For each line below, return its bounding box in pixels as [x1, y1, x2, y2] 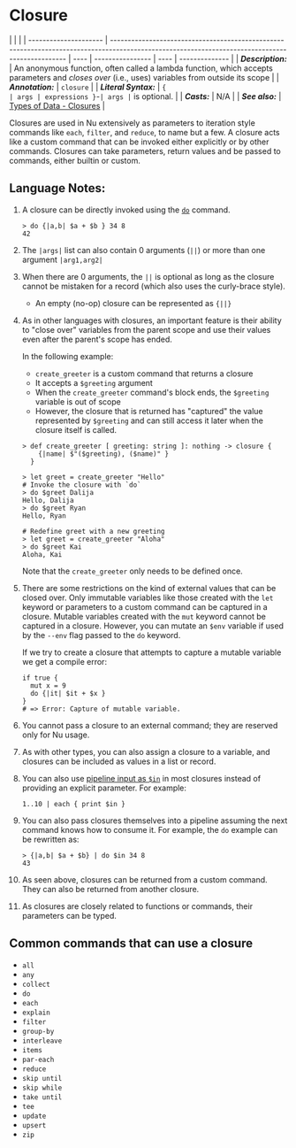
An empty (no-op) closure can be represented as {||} [34, 297, 232, 308]
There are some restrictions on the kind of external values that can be [21, 582, 277, 593]
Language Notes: [9, 181, 106, 196]
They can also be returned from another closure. [21, 883, 200, 894]
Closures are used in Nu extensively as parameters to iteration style [9, 117, 256, 128]
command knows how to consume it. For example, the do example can [21, 824, 278, 835]
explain [21, 1008, 50, 1017]
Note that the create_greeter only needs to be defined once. [21, 566, 243, 576]
